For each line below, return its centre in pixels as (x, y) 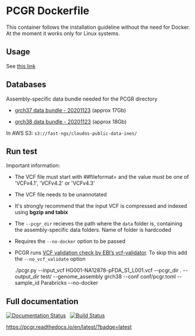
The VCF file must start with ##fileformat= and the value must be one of (102, 177)
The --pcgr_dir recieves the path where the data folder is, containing (98, 224)
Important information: (33, 165)
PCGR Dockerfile (48, 11)
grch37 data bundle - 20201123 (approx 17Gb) (70, 110)
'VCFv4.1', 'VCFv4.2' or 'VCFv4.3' (55, 183)
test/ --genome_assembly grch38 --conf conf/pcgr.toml (108, 277)
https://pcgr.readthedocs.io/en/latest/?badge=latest (69, 327)
